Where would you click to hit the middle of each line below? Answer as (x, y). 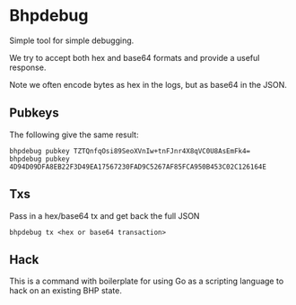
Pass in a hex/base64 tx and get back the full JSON (104, 215)
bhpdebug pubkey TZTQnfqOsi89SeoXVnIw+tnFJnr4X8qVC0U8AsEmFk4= (130, 151)
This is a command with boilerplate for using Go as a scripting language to (147, 281)
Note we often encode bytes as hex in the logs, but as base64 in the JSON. (148, 84)
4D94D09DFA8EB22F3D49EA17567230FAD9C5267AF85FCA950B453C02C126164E (138, 167)
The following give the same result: (74, 135)
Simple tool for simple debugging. (72, 40)
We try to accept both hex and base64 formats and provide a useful (135, 57)
